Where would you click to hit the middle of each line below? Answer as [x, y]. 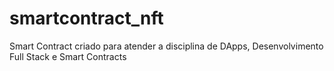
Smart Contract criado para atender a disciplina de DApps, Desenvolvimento [166, 46]
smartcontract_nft [86, 18]
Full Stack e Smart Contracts [68, 56]
